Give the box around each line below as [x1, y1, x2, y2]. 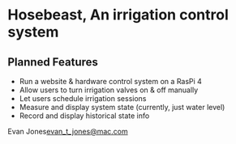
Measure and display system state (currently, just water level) [19, 103, 225, 112]
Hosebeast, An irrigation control [7, 6, 229, 24]
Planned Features [7, 55, 99, 69]
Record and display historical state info [19, 111, 150, 121]
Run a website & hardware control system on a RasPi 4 [19, 77, 202, 86]
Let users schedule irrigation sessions [19, 94, 147, 103]
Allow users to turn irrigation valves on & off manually [19, 85, 199, 95]
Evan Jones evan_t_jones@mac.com [7, 127, 128, 136]
